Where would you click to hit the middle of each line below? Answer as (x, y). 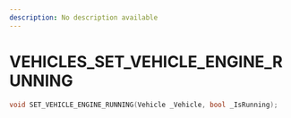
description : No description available (84, 17)
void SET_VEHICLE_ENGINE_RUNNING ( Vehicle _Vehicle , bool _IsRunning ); (144, 105)
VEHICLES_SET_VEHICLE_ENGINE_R (146, 61)
